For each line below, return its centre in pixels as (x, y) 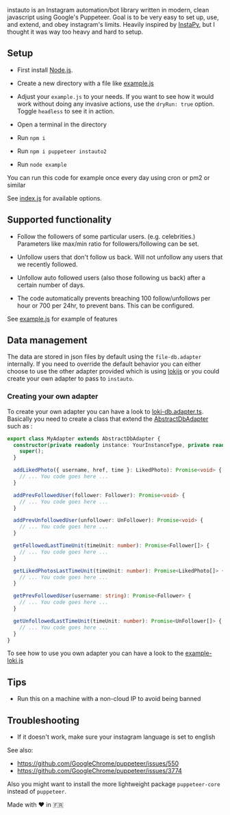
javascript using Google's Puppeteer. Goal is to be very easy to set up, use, (113, 17)
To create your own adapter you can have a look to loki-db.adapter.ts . (105, 411)
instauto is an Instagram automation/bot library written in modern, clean (108, 10)
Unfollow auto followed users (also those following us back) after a (111, 277)
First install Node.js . (45, 70)
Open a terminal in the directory (62, 124)
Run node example (42, 164)
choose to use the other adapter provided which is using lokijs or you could (113, 371)
